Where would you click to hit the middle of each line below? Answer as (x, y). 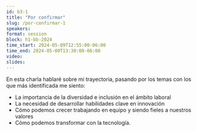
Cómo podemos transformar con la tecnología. (73, 122)
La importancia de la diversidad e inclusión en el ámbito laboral (93, 97)
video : (14, 56)
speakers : (19, 28)
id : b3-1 (17, 12)
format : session (26, 34)
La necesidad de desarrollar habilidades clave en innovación (90, 103)
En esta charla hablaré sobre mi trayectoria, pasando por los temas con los (99, 79)
